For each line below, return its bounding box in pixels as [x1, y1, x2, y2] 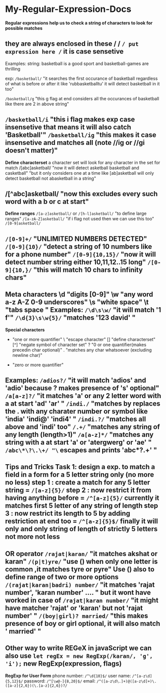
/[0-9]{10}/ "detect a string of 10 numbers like [5, 242, 152, 251]
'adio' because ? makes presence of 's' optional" [5, 384, 160, 392]
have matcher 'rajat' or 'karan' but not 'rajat [5, 604, 143, 612]
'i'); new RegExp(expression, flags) [5, 659, 122, 668]
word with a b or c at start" [5, 197, 89, 206]
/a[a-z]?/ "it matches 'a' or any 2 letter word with [5, 391, 162, 400]
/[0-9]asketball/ [5, 221, 41, 226]
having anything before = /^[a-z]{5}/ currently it [5, 494, 160, 502]
